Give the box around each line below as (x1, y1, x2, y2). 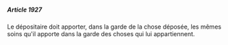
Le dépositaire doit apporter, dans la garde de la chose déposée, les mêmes (7, 22, 222, 31)
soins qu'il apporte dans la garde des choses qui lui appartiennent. (7, 29, 195, 37)
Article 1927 (7, 5, 42, 14)
